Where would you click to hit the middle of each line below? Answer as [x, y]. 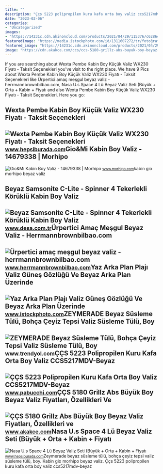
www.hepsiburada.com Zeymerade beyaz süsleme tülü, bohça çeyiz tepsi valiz [80, 456]
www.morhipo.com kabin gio [127, 168]
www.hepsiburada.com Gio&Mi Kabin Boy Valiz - [73, 149]
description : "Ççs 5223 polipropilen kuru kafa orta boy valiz [70, 14]
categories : [17, 23]
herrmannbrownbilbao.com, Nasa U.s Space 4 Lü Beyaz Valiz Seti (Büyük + [81, 84]
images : [13, 32]
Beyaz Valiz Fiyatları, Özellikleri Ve [58, 400]
